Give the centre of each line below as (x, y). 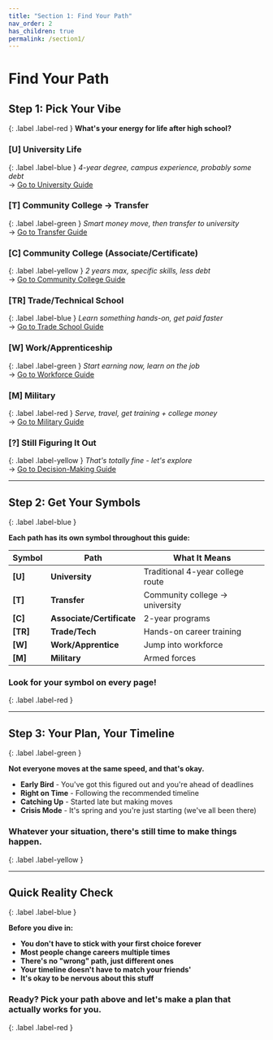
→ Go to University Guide (51, 185)
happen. (25, 841)
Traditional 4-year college (193, 572)
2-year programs (177, 618)
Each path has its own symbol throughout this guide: (99, 538)
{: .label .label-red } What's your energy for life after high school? (120, 129)
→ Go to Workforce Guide (52, 374)
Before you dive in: (41, 928)
